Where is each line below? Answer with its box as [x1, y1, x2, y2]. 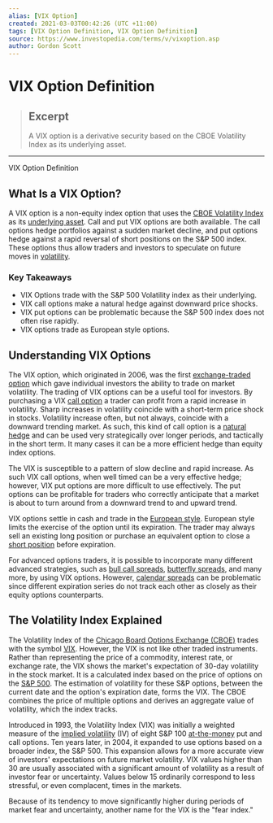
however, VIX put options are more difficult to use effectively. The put [8, 481, 241, 490]
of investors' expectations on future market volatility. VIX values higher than [8, 754, 262, 764]
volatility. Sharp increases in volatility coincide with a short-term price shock [8, 404, 264, 415]
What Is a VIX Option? [8, 186, 122, 200]
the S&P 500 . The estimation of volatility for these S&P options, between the [8, 678, 263, 688]
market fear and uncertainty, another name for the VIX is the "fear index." [8, 804, 253, 814]
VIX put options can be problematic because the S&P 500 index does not [19, 307, 265, 317]
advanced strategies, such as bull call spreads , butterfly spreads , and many [8, 564, 262, 574]
